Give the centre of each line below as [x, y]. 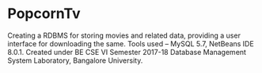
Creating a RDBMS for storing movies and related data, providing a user [124, 35]
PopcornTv [44, 14]
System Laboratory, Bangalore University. [75, 60]
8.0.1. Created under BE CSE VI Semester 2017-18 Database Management [127, 52]
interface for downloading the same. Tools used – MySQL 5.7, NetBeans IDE [131, 43]
